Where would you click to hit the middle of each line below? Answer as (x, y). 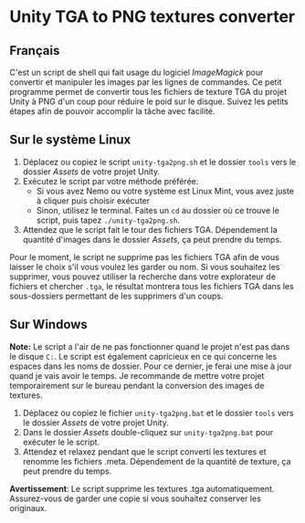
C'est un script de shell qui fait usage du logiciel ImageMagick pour (137, 72)
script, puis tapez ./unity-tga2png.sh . (108, 220)
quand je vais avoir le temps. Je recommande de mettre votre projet (137, 375)
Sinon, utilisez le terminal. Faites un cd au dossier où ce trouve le (158, 210)
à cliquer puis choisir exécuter (93, 200)
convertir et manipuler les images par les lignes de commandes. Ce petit (146, 82)
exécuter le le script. (61, 442)
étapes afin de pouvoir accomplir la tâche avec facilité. (113, 111)
